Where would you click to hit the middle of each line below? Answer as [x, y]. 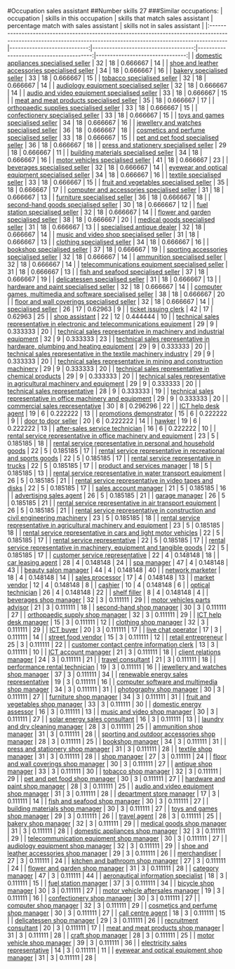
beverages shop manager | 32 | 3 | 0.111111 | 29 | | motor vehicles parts [109, 600]
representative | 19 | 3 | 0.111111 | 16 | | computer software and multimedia [113, 682]
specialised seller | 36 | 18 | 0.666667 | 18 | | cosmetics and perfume [106, 130]
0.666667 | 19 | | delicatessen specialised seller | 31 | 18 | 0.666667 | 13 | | [114, 279]
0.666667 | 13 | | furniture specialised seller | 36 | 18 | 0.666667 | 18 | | [109, 197]
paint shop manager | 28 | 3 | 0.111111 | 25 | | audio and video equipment [110, 786]
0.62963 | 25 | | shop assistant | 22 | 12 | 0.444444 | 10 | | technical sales [113, 316]
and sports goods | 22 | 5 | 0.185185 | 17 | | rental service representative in [114, 458]
